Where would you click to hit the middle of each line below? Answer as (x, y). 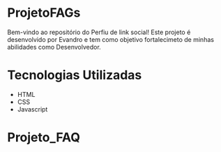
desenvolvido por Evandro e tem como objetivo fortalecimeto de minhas (111, 39)
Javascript (32, 109)
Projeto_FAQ (44, 138)
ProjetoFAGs (44, 13)
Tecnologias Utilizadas (75, 75)
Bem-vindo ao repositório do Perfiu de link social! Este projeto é (99, 32)
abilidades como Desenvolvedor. (54, 47)
